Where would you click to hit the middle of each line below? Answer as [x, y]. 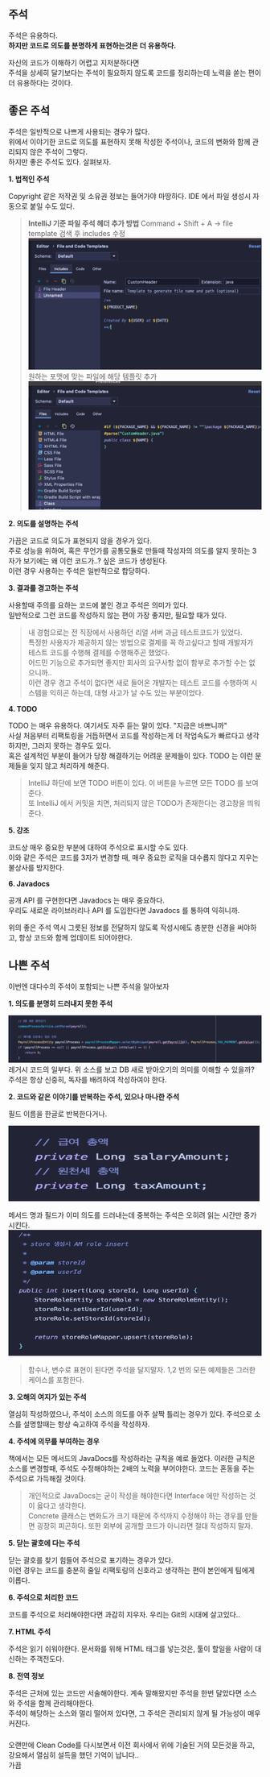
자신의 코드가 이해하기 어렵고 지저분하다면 [74, 62]
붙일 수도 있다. [52, 206]
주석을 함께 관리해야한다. [55, 1704]
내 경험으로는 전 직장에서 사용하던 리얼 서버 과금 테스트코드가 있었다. [135, 632]
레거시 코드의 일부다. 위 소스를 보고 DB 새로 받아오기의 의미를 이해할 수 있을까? [131, 1069]
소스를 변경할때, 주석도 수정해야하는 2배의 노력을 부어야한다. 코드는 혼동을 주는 [131, 1468]
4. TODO [23, 708]
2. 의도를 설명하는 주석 [43, 523]
